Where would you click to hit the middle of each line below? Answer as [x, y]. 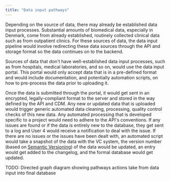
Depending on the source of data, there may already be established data [81, 24]
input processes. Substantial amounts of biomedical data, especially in [79, 30]
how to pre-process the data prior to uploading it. [57, 83]
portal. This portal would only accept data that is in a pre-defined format [81, 72]
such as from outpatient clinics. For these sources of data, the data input [81, 41]
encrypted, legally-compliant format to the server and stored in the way [80, 98]
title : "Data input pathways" [37, 10]
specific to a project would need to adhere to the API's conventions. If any [83, 119]
